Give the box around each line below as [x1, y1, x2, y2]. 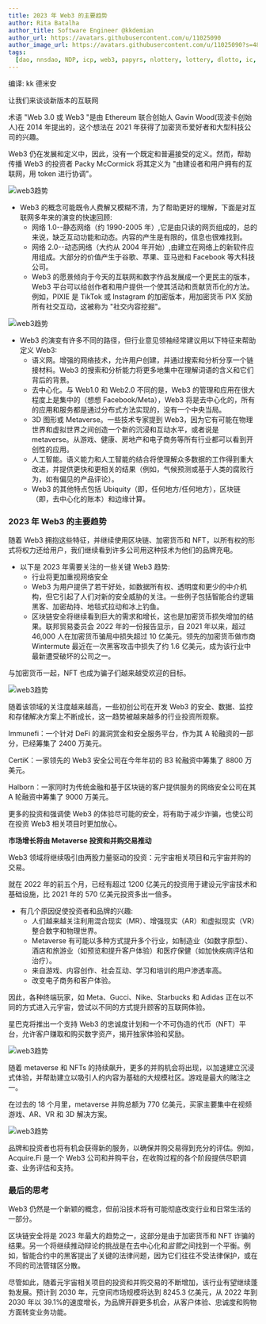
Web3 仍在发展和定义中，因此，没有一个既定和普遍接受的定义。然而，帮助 [8, 148, 252, 159]
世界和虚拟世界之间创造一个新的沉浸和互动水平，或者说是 [31, 424, 219, 434]
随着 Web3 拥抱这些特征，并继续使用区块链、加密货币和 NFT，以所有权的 [8, 535, 249, 545]
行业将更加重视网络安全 [31, 572, 108, 581]
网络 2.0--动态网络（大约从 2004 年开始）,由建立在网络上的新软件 [31, 242, 248, 251]
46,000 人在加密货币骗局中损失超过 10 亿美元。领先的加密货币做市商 [31, 631, 256, 641]
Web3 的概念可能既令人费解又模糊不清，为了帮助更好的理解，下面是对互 [19, 202, 256, 212]
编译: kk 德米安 [8, 79, 57, 88]
